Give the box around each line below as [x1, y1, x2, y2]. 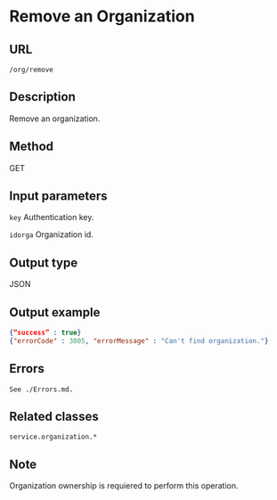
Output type [9, 255, 78, 270]
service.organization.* [9, 432, 98, 442]
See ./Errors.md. [9, 385, 74, 394]
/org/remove [9, 65, 53, 74]
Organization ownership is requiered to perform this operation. [9, 480, 239, 491]
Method [9, 139, 54, 154]
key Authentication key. [9, 212, 94, 223]
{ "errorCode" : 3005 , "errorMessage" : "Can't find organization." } [9, 336, 269, 345]
